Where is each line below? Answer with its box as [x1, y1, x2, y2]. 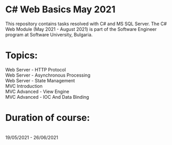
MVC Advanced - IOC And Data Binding [5, 94, 89, 100]
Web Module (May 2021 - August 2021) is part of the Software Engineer [5, 26, 157, 32]
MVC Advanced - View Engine [5, 88, 69, 95]
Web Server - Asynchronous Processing [5, 72, 91, 78]
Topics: [5, 50, 38, 61]
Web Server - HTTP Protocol [5, 66, 66, 72]
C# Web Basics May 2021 [5, 4, 116, 15]
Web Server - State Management [5, 77, 75, 83]
